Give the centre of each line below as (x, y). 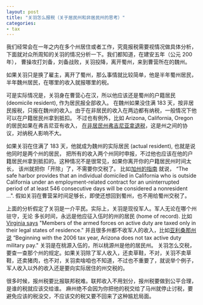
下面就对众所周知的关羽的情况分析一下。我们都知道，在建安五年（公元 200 (99, 55)
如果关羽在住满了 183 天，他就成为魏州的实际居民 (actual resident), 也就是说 (101, 146)
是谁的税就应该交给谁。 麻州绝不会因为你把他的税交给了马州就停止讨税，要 (100, 289)
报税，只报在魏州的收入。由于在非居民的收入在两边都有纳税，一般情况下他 (104, 110)
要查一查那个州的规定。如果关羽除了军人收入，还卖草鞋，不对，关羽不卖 (96, 253)
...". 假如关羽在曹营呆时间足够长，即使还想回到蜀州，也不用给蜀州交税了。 (98, 196)
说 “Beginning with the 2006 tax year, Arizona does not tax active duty (94, 238)
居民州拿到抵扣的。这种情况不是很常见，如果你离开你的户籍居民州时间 (98, 161)
